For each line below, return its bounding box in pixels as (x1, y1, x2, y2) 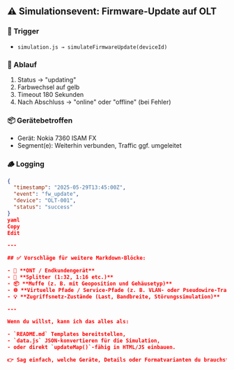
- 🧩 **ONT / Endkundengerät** (7, 268, 95, 275)
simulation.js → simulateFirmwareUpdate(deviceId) (17, 43, 168, 51)
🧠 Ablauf (7, 59, 37, 69)
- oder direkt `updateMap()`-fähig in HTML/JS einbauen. (7, 344, 176, 351)
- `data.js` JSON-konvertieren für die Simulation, (7, 337, 160, 344)
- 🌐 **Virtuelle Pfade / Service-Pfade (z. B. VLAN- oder (7, 286, 180, 293)
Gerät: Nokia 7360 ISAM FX (17, 134, 97, 142)
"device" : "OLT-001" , (13, 197, 77, 204)
